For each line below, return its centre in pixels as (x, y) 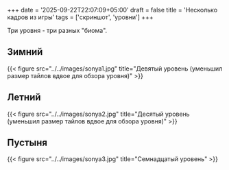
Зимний (25, 52)
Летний (24, 98)
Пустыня (27, 143)
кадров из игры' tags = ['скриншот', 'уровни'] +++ (81, 17)
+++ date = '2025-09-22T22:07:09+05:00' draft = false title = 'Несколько (112, 10)
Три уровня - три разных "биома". (57, 31)
